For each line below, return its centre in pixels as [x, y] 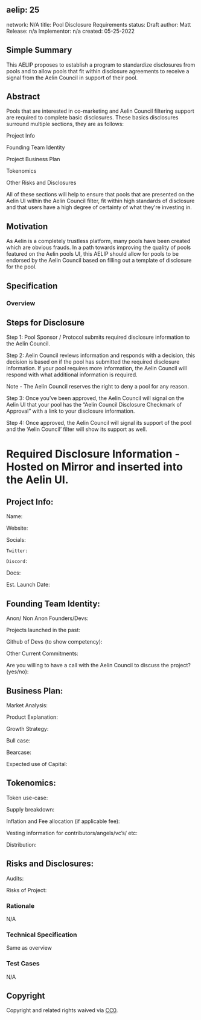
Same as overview [29, 948]
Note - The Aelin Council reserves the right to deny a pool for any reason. [97, 387]
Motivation [27, 226]
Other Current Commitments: [42, 653]
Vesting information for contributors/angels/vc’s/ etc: [72, 833]
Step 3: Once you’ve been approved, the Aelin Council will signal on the [95, 398]
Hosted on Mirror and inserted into [94, 467]
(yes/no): [18, 672]
